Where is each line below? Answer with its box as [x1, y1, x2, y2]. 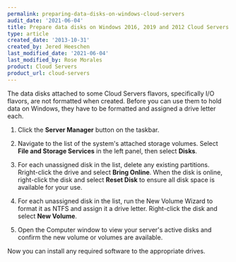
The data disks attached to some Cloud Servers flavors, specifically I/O [7, 89, 215, 98]
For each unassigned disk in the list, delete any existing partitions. [17, 160, 210, 169]
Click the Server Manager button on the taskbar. [17, 125, 160, 134]
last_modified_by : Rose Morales [7, 57, 102, 64]
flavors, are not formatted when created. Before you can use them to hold [7, 96, 222, 105]
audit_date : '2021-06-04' [7, 17, 83, 24]
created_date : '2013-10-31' [7, 37, 90, 44]
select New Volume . [17, 212, 78, 220]
